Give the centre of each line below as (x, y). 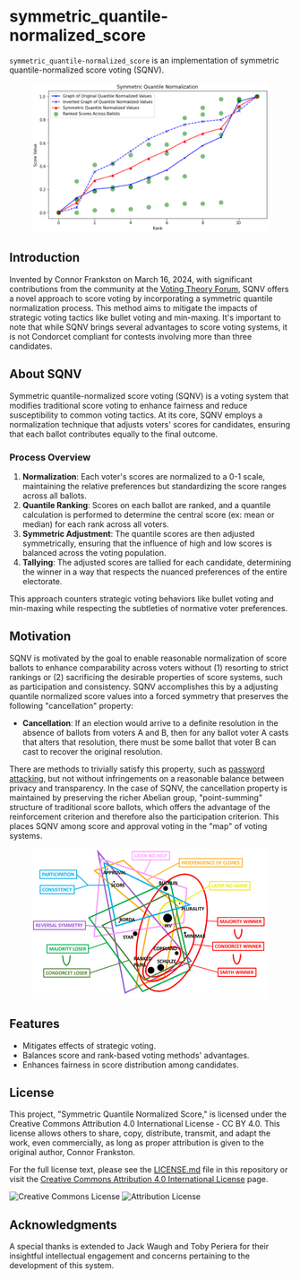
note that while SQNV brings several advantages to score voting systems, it (149, 327)
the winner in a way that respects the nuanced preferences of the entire (155, 572)
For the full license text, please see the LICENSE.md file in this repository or (149, 1170)
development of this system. (62, 1266)
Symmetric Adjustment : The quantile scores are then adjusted (138, 534)
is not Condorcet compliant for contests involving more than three (131, 336)
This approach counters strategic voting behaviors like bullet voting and (142, 599)
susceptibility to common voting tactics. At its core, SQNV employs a (136, 415)
